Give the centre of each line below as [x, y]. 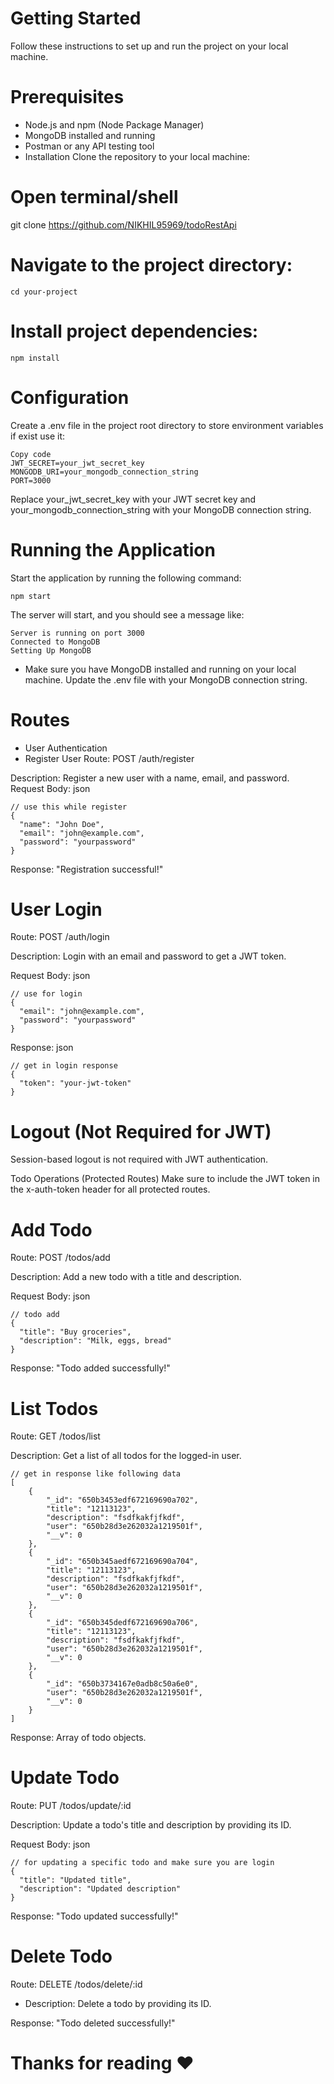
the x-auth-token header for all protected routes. [110, 1189]
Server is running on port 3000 [77, 633]
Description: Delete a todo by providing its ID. [118, 2004]
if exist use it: [38, 436]
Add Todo [51, 1229]
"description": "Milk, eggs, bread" [95, 1341]
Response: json [42, 1048]
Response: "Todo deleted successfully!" [93, 2023]
